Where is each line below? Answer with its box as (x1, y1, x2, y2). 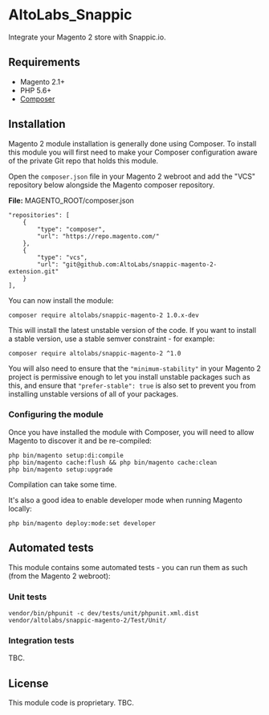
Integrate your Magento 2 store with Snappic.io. (8, 32, 166, 42)
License (8, 676, 49, 690)
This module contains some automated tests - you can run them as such (8, 562, 248, 572)
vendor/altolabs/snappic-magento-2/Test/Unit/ (8, 616, 167, 624)
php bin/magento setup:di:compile (8, 451, 124, 459)
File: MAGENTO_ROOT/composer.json (8, 195, 135, 205)
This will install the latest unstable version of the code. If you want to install (8, 325, 257, 335)
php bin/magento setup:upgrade (8, 465, 113, 474)
